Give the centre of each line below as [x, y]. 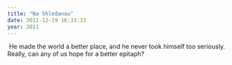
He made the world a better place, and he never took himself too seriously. [117, 47]
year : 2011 [23, 27]
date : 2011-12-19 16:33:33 [47, 20]
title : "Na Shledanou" [40, 14]
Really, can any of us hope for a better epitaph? [76, 54]
